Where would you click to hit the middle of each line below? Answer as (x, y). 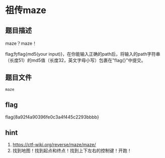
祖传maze (26, 10)
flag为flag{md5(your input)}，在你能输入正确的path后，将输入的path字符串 (83, 54)
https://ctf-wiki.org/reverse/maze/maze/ (54, 145)
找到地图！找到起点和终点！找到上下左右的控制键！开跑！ (72, 150)
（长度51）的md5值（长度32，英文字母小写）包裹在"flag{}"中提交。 (75, 60)
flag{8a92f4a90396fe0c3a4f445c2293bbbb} (52, 117)
